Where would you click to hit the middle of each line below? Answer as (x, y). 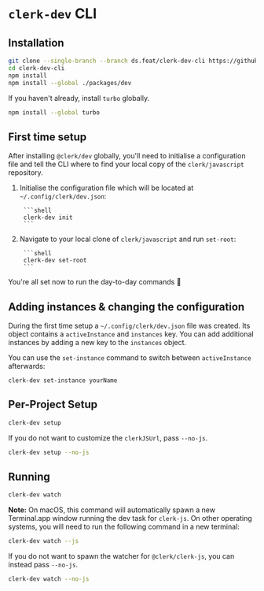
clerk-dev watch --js (44, 541)
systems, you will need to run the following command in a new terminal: (124, 527)
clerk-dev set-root (55, 261)
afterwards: (27, 366)
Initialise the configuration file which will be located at (106, 188)
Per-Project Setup (53, 405)
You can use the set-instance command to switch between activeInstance (130, 358)
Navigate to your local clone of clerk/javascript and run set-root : (128, 239)
